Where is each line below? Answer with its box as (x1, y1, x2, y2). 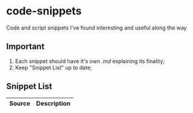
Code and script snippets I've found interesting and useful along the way (6, 24, 187, 31)
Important (6, 41, 45, 52)
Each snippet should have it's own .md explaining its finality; (14, 57, 165, 64)
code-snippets (6, 4, 82, 18)
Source (9, 99, 31, 108)
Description (36, 99, 71, 108)
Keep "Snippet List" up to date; (14, 64, 92, 71)
